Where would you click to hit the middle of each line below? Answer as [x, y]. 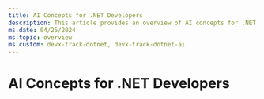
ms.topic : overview [40, 37]
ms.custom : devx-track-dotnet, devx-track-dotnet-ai [97, 45]
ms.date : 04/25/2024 [42, 30]
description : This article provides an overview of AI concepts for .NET [132, 23]
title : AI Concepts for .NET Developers [76, 15]
